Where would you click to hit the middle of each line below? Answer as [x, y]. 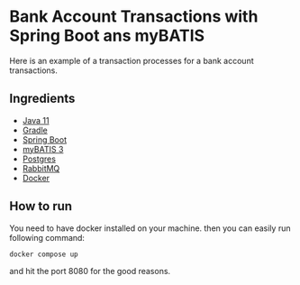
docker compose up [44, 254]
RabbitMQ [41, 168]
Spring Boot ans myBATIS [107, 36]
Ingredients [42, 99]
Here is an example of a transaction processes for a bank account [132, 60]
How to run [41, 206]
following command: [47, 237]
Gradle [35, 130]
